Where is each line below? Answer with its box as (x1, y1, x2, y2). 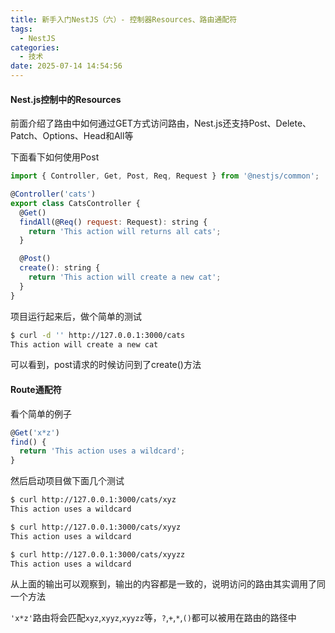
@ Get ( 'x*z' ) (10, 427, 60, 438)
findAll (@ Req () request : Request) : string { (19, 217, 208, 227)
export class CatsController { (10, 198, 141, 208)
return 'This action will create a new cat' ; (28, 272, 222, 283)
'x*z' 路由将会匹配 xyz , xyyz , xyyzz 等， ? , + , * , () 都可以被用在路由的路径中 (10, 612, 297, 624)
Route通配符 (10, 384, 62, 396)
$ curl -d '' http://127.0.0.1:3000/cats (10, 330, 186, 340)
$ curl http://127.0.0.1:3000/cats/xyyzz (10, 549, 186, 560)
